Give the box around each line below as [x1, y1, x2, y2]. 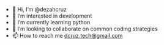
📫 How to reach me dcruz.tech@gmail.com [12, 32, 123, 39]
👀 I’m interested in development [12, 12, 92, 19]
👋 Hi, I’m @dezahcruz [12, 6, 67, 13]
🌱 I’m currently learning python [12, 19, 91, 26]
